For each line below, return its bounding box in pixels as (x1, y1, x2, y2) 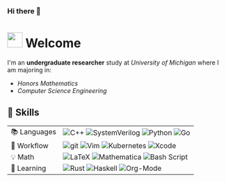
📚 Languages (10, 126, 57, 136)
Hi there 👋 (7, 6, 42, 16)
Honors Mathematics (17, 79, 79, 88)
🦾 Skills (7, 107, 40, 119)
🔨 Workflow (10, 140, 49, 150)
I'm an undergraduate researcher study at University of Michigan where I (7, 58, 219, 67)
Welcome (25, 35, 81, 51)
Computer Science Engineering (17, 86, 107, 94)
